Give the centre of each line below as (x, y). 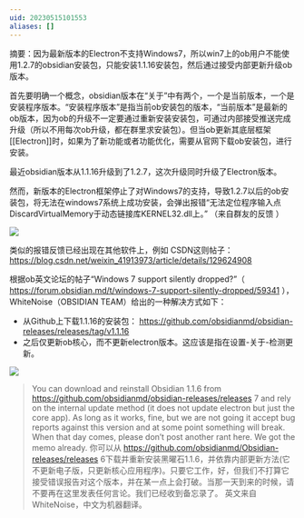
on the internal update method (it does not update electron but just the (163, 408)
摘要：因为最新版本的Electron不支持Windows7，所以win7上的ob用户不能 (146, 53)
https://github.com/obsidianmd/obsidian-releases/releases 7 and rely (162, 398)
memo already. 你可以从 (77, 447)
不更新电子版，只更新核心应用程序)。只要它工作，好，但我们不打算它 (160, 470)
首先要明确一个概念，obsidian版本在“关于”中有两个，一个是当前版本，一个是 (152, 95)
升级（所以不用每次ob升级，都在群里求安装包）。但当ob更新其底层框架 (140, 129)
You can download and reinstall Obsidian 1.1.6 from (127, 388)
